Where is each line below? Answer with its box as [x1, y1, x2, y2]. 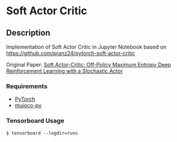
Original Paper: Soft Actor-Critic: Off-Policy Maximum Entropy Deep [6, 61, 172, 68]
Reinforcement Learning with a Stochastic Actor [6, 67, 123, 75]
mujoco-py [14, 102, 42, 109]
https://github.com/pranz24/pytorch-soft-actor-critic [6, 50, 135, 57]
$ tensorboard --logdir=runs [6, 130, 78, 136]
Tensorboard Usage [6, 117, 65, 125]
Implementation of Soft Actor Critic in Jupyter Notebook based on [6, 43, 167, 50]
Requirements [6, 82, 48, 90]
